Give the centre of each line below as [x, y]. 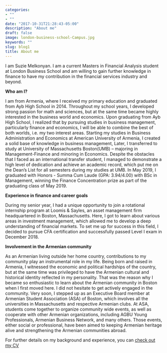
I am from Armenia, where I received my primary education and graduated [81, 101]
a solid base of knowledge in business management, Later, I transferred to [82, 143]
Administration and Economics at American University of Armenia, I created [83, 138]
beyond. [14, 82]
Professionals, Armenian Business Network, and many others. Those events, [84, 320]
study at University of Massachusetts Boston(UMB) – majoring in [72, 149]
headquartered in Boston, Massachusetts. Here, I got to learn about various [83, 215]
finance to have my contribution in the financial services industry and [76, 76]
